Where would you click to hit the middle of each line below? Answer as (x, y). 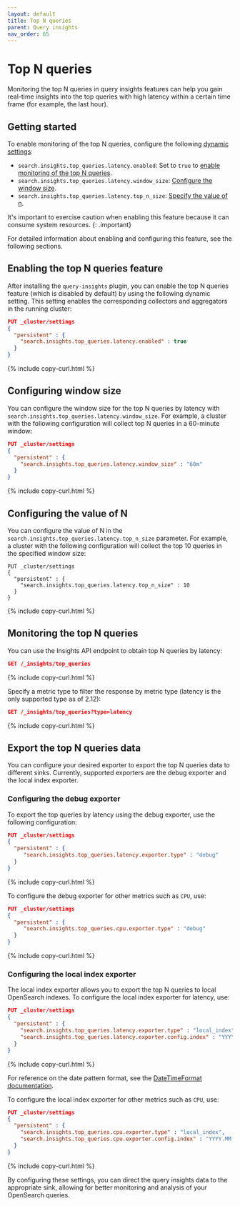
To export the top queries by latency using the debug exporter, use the (111, 814)
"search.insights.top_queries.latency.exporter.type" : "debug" (121, 855)
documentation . (31, 1085)
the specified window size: (47, 553)
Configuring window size (64, 391)
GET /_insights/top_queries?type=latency (70, 712)
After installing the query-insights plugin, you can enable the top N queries (118, 286)
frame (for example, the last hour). (58, 104)
